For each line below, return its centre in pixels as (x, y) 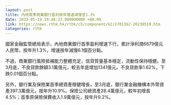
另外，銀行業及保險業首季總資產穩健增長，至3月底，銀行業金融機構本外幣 (82, 85)
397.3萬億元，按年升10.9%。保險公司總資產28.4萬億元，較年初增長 (80, 91)
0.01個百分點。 (25, 74)
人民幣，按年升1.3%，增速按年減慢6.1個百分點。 (55, 50)
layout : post (19, 10)
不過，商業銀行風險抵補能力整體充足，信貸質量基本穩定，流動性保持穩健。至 (85, 61)
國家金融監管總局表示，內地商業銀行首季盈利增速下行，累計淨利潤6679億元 (84, 44)
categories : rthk (24, 29)
